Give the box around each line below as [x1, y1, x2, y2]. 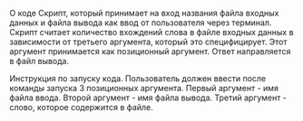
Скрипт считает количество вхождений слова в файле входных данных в [9, 27, 294, 37]
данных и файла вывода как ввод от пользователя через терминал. [9, 17, 272, 28]
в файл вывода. [9, 56, 70, 66]
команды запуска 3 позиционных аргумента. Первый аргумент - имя [9, 83, 279, 93]
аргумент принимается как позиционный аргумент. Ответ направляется [9, 46, 291, 57]
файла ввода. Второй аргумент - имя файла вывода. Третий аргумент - [9, 92, 288, 103]
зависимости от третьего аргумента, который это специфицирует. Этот [9, 36, 288, 47]
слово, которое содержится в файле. [9, 102, 153, 112]
